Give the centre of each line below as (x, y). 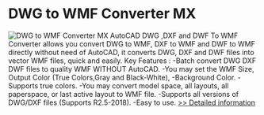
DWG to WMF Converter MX (102, 14)
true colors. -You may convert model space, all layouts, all (134, 85)
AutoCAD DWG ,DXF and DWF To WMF (174, 35)
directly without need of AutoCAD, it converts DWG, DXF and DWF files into (132, 52)
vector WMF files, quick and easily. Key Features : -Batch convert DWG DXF (132, 61)
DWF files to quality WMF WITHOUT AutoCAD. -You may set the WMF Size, (131, 69)
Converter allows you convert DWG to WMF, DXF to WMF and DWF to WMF (132, 43)
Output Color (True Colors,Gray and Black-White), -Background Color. (122, 77)
